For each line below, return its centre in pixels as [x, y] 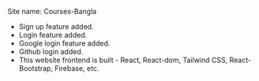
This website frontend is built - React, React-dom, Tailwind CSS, [123, 60]
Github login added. [51, 52]
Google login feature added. [64, 43]
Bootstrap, [36, 68]
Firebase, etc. [77, 68]
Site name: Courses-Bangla [52, 11]
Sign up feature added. [56, 26]
